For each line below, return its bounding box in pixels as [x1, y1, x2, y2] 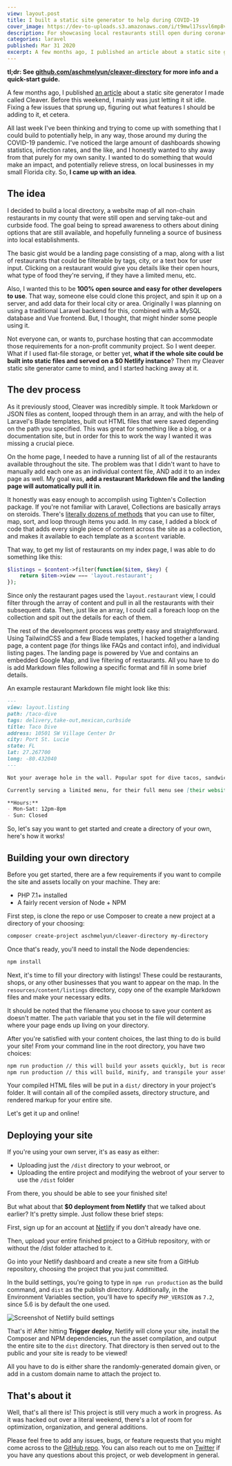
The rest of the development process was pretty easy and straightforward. [7, 627, 220, 635]
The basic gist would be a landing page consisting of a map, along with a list [7, 249, 224, 257]
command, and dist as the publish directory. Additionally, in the [7, 1286, 188, 1294]
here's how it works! [7, 832, 65, 840]
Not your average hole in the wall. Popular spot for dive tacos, [7, 774, 202, 781]
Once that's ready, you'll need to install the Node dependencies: [7, 945, 190, 953]
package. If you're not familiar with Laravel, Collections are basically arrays [7, 502, 221, 511]
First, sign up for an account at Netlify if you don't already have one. [7, 1223, 202, 1232]
